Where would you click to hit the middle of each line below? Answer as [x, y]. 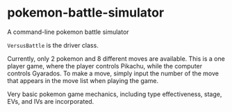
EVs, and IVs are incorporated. [51, 101]
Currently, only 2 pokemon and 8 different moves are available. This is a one [116, 58]
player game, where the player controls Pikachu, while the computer [105, 66]
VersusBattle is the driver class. [53, 45]
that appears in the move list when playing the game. [83, 80]
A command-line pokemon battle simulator [68, 32]
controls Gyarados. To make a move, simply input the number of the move [113, 73]
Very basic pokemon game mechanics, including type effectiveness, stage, [115, 94]
